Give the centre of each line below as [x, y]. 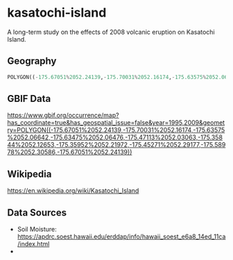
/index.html [33, 244]
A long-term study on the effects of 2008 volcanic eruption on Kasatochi [111, 32]
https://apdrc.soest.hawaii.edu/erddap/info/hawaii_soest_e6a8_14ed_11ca [121, 236]
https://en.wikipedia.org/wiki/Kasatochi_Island [73, 191]
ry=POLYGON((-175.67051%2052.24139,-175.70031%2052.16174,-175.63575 [116, 130]
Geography [32, 61]
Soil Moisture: [37, 229]
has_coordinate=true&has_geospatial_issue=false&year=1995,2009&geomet [116, 123]
